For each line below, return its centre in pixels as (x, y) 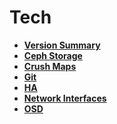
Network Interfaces (65, 98)
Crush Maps (50, 66)
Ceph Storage (53, 55)
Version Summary (62, 45)
